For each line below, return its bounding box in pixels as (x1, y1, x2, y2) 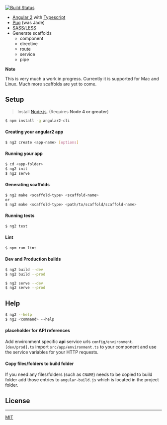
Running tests (5, 212, 35, 218)
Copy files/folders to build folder (5, 360, 74, 366)
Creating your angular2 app (5, 129, 64, 135)
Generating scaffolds (5, 182, 50, 188)
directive (19, 41, 38, 47)
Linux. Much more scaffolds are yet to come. (5, 81, 97, 87)
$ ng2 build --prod (5, 272, 46, 277)
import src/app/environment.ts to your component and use (35, 344, 157, 350)
